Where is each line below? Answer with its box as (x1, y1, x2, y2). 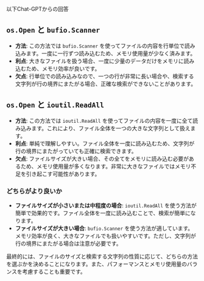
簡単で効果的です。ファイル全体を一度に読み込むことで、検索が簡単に (15, 209, 191, 217)
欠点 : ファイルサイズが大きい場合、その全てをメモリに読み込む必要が (15, 154, 189, 162)
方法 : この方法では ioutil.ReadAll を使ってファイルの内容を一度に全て (15, 117, 193, 124)
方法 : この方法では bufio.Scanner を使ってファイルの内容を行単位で (15, 42, 185, 49)
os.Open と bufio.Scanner (6, 25, 100, 35)
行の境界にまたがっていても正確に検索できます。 (15, 147, 137, 154)
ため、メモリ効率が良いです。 (26, 64, 100, 72)
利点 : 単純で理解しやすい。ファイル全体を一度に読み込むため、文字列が (15, 139, 195, 147)
